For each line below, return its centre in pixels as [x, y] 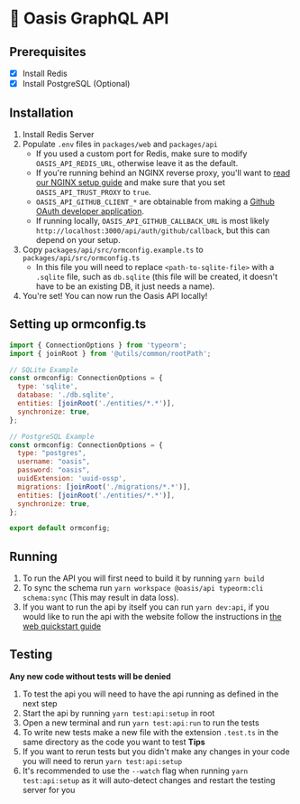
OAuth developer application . [90, 210]
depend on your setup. [78, 239]
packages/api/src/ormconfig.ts [81, 258]
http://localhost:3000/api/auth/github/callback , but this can [153, 230]
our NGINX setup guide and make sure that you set [130, 182]
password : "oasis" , [54, 470]
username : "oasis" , [54, 462]
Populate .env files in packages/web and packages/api [120, 144]
